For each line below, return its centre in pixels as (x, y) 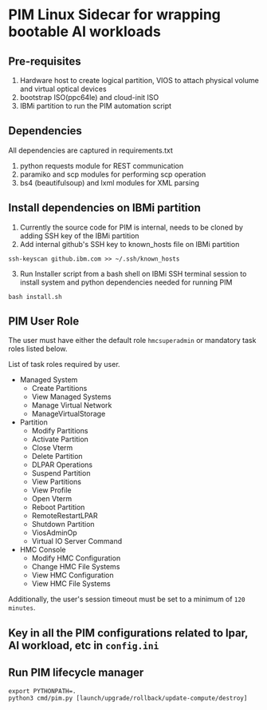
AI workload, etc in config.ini (84, 645)
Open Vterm (52, 499)
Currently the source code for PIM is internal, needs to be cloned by (131, 227)
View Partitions (57, 482)
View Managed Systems (71, 397)
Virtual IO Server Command (77, 541)
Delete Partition (57, 457)
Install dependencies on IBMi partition (105, 208)
